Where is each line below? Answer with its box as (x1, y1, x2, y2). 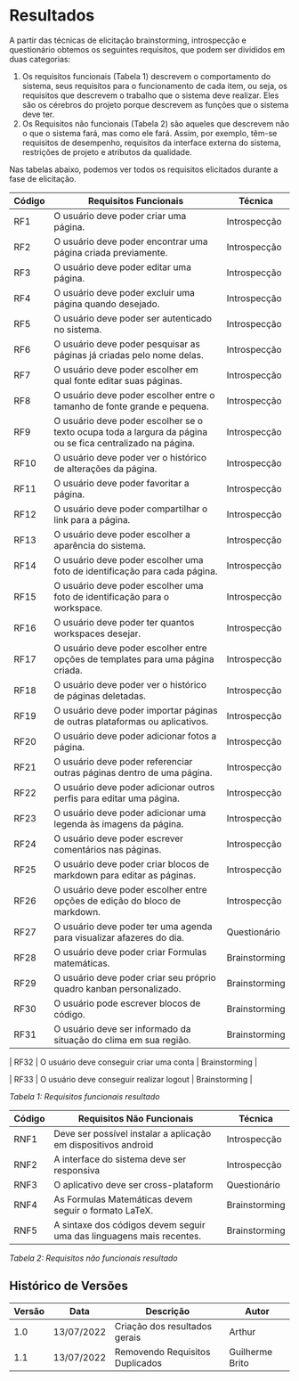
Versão (13, 1304, 45, 1317)
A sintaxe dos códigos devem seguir (53, 1218, 206, 1230)
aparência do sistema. (53, 539, 146, 552)
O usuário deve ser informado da (53, 1022, 191, 1034)
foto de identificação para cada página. (53, 565, 218, 577)
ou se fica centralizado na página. (53, 437, 196, 449)
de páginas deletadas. (53, 690, 147, 702)
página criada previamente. (53, 246, 168, 258)
